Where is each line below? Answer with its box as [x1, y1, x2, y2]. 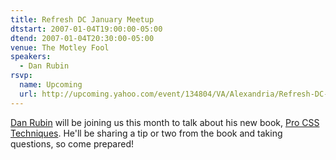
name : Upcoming [19, 80, 83, 90]
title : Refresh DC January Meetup [10, 14, 155, 25]
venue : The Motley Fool [10, 42, 110, 53]
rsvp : [10, 71, 33, 81]
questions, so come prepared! [10, 137, 135, 150]
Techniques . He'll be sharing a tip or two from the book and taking [10, 127, 283, 139]
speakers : [10, 52, 52, 62]
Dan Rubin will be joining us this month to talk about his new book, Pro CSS [10, 116, 320, 128]
